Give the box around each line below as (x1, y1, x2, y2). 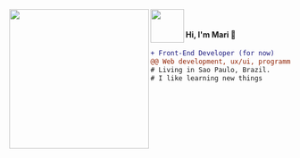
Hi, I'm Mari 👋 (186, 29, 237, 39)
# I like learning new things (150, 73, 263, 83)
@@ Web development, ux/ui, (150, 57, 255, 66)
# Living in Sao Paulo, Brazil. (150, 65, 271, 74)
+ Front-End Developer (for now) (150, 49, 275, 58)
